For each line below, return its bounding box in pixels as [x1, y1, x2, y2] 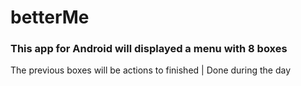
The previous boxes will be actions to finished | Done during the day [10, 64, 292, 76]
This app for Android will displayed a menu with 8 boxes [10, 42, 288, 56]
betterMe [10, 6, 90, 29]
